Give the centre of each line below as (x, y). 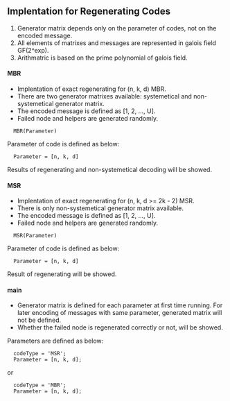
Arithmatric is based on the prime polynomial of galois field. (103, 58)
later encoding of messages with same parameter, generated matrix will (120, 313)
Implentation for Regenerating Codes (89, 11)
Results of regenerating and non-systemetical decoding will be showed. (110, 170)
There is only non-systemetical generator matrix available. (100, 208)
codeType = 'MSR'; (40, 354)
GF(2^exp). (33, 50)
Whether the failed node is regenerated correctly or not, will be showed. (120, 327)
